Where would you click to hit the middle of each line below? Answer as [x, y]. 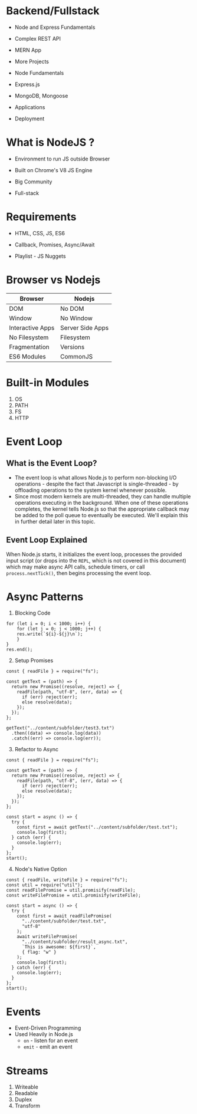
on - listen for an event [51, 1041]
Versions [72, 347]
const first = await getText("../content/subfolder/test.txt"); [97, 827]
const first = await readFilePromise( [64, 916]
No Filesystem [29, 337]
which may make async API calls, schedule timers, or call [75, 567]
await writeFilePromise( [47, 937]
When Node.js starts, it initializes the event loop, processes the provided [94, 554]
